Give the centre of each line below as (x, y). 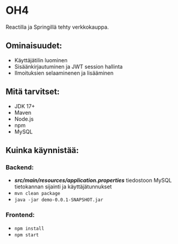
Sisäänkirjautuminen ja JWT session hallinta (69, 66)
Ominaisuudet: (34, 46)
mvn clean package (37, 194)
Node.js (24, 119)
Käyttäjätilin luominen (41, 60)
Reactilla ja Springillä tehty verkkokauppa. (57, 27)
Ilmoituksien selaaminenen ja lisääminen (64, 73)
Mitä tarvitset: (33, 92)
